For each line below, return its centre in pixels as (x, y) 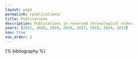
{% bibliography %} (25, 51)
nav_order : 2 (19, 37)
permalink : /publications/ (33, 14)
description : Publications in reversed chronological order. (70, 23)
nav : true (15, 32)
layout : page (19, 10)
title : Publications (27, 19)
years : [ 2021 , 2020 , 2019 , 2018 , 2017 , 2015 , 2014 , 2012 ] (67, 28)
